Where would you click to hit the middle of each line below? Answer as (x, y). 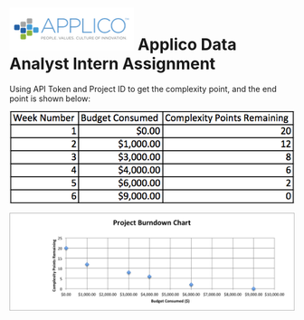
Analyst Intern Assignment (113, 64)
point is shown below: (50, 99)
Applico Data (187, 45)
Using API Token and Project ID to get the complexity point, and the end (143, 89)
